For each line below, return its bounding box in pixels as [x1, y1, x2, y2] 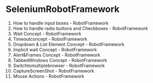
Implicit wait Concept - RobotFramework [13, 46, 97, 52]
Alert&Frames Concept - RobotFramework [13, 51, 101, 58]
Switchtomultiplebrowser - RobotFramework [13, 62, 105, 68]
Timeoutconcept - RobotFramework [13, 36, 88, 42]
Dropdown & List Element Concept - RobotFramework [13, 41, 125, 47]
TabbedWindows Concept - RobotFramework [13, 57, 107, 63]
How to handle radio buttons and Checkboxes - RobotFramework [13, 25, 148, 31]
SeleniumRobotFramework [6, 3, 120, 15]
